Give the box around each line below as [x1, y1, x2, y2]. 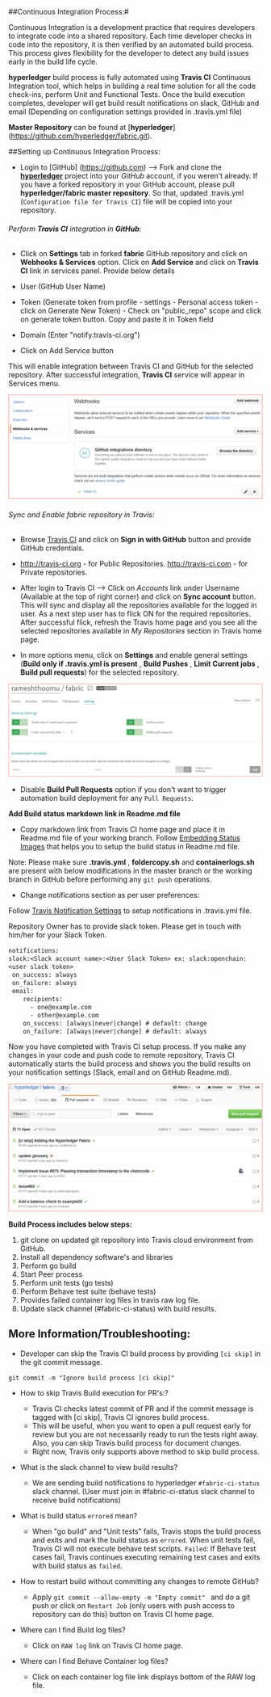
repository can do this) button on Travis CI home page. [31, 1609, 215, 1619]
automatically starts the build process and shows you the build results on [8, 1059, 252, 1068]
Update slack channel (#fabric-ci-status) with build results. [19, 1303, 216, 1313]
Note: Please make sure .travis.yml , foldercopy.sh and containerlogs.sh [8, 857, 255, 867]
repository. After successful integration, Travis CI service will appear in [8, 370, 245, 380]
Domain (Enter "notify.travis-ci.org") [19, 331, 140, 340]
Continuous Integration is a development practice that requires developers [8, 23, 256, 32]
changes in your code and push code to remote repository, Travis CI [8, 1050, 236, 1059]
